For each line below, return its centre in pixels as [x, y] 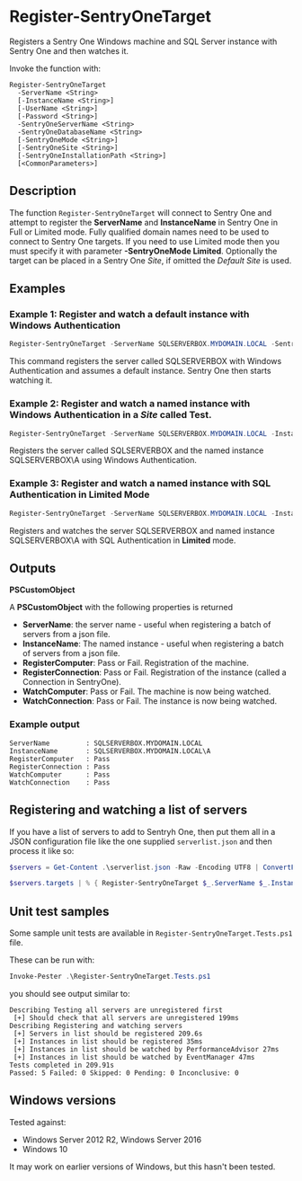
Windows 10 [45, 1149]
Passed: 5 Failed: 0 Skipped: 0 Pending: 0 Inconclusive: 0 [124, 1073]
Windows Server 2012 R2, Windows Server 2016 [112, 1140]
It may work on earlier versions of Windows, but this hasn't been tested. [142, 1167]
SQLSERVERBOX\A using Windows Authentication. [103, 460]
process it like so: [42, 850]
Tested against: [38, 1122]
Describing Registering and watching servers [96, 1026]
